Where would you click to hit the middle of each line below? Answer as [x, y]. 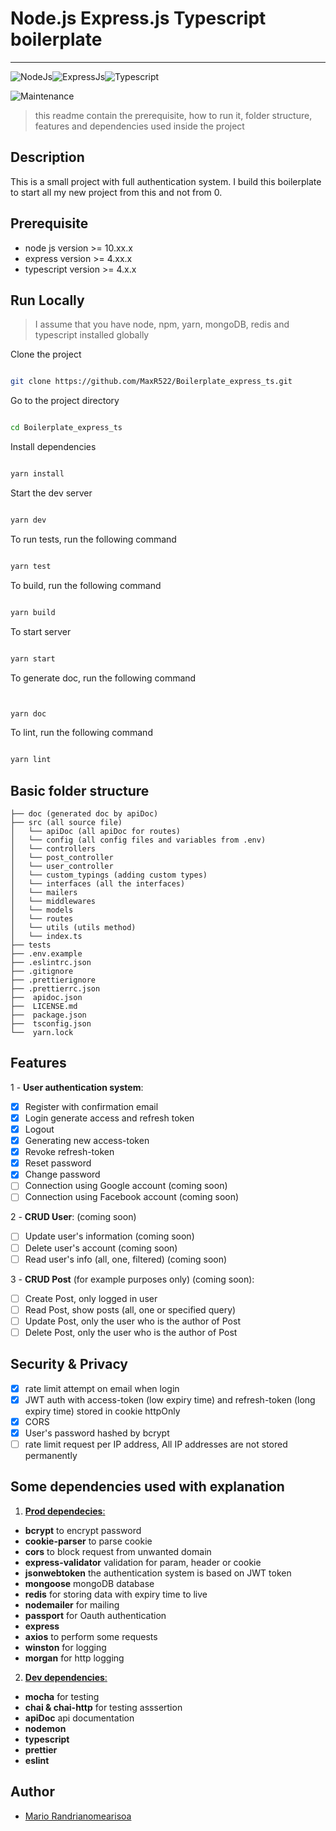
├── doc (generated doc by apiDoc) [84, 814]
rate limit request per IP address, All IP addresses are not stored [156, 1444]
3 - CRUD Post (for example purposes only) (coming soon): [132, 1279]
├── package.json [48, 1015]
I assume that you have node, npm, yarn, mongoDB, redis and [162, 324]
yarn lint [31, 760]
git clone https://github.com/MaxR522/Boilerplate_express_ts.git [151, 382]
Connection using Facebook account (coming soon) [132, 1197]
